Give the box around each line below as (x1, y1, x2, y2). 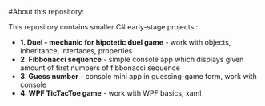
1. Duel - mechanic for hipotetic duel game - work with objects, (19, 37, 231, 47)
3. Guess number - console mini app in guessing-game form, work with (19, 72, 258, 80)
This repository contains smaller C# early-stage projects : (8, 22, 199, 31)
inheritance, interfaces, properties (19, 46, 133, 55)
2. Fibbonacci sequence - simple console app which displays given (19, 55, 244, 64)
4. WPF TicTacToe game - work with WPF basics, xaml (19, 88, 202, 98)
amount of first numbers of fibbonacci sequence (19, 63, 180, 73)
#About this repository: (8, 7, 85, 16)
